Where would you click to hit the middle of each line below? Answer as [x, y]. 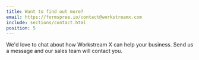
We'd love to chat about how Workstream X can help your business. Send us [100, 45]
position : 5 [21, 28]
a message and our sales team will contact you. [64, 51]
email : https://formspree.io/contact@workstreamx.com [74, 17]
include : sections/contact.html [46, 22]
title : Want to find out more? [45, 11]
